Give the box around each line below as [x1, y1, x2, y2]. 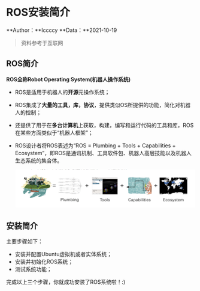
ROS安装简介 [6, 5, 71, 19]
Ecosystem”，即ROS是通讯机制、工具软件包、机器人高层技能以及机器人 [14, 149, 192, 156]
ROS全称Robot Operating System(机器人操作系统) [6, 76, 131, 83]
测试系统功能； [14, 266, 52, 273]
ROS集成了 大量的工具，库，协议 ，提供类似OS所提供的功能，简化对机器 [14, 101, 191, 108]
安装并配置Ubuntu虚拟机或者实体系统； [14, 251, 113, 258]
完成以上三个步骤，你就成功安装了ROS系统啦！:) [6, 278, 126, 286]
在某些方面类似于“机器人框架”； [14, 129, 94, 136]
